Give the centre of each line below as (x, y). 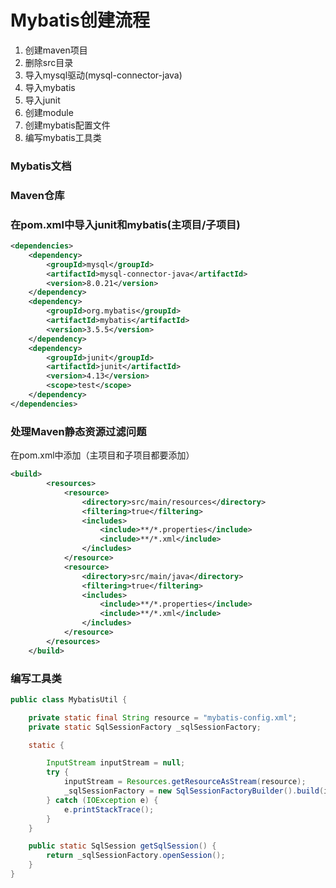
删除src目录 (49, 62)
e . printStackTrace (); (109, 809)
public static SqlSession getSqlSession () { (122, 846)
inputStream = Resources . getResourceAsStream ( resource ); (185, 782)
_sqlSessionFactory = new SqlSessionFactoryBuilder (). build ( (194, 791)
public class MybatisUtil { (69, 699)
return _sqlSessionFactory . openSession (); (136, 856)
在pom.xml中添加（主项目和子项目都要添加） (102, 455)
